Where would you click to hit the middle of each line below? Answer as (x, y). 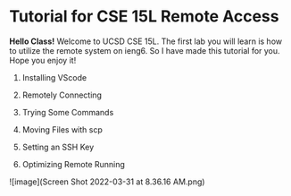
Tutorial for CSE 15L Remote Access (144, 17)
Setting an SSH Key (58, 147)
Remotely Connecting (62, 95)
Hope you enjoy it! (43, 60)
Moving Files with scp (62, 129)
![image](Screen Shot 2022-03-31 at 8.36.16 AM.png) (107, 182)
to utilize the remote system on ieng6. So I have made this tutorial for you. (145, 50)
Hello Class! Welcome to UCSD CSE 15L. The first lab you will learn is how (146, 41)
